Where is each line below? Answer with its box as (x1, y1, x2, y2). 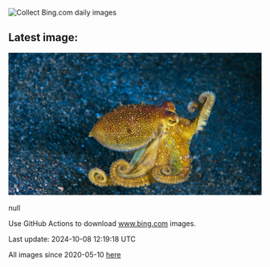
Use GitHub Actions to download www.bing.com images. (8, 219, 197, 228)
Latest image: (8, 31, 79, 44)
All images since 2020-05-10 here (8, 250, 121, 260)
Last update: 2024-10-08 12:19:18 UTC (8, 234, 137, 244)
